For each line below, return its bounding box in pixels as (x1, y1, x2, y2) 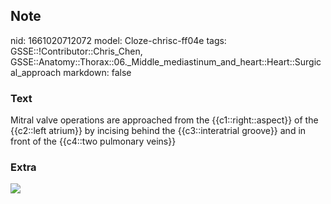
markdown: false (63, 66, 132, 78)
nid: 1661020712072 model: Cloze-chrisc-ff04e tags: (10, 34, 227, 46)
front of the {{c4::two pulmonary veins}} (10, 135, 177, 148)
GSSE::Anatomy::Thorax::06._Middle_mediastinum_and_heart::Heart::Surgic (10, 55, 322, 68)
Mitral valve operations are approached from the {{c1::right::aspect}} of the (10, 114, 319, 126)
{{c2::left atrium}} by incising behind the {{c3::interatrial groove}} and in (10, 125, 307, 137)
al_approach (10, 66, 62, 78)
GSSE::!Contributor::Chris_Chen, (10, 45, 143, 57)
